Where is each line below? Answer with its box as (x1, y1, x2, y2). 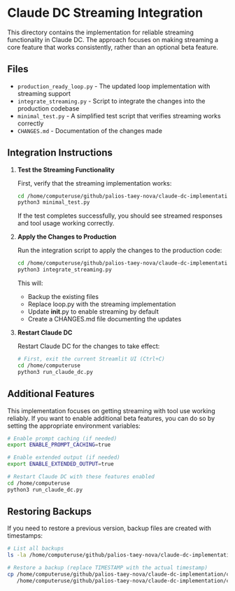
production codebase (17, 104, 80, 113)
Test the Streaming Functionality (17, 165, 115, 174)
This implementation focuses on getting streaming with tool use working (7, 406, 215, 415)
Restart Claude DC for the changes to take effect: (17, 342, 160, 351)
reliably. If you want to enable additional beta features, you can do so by (7, 414, 215, 422)
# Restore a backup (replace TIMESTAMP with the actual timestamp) (7, 564, 208, 571)
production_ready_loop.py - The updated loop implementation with (17, 82, 211, 90)
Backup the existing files (27, 293, 99, 301)
